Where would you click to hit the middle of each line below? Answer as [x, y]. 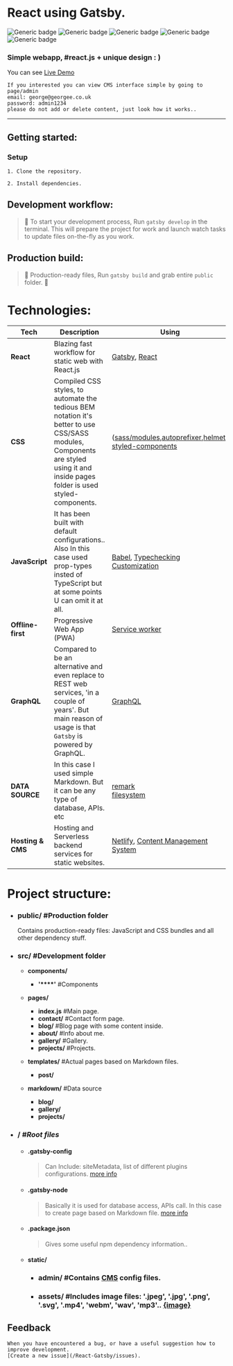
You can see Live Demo [41, 73]
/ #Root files [38, 1135]
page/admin [23, 92]
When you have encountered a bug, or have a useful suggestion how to [111, 1344]
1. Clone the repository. [44, 171]
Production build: [45, 258]
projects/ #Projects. [67, 1048]
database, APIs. [79, 808]
